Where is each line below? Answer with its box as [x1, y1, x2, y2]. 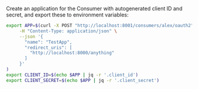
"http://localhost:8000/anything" [29, 50, 115, 56]
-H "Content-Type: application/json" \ [19, 28, 117, 34]
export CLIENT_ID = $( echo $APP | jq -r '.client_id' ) [6, 72, 138, 78]
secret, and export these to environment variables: [6, 11, 128, 18]
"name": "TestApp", [24, 39, 72, 45]
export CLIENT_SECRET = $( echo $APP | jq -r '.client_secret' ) [6, 77, 160, 83]
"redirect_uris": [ [24, 44, 72, 51]
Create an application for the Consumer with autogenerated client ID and [6, 5, 183, 12]
